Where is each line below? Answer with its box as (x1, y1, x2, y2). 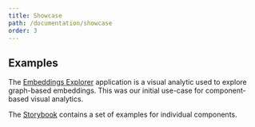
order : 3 (8, 26, 38, 34)
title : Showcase (8, 11, 62, 20)
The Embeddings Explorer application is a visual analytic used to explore (8, 77, 247, 87)
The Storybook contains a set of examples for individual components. (8, 109, 237, 120)
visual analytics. (30, 94, 84, 104)
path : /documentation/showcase (8, 19, 113, 27)
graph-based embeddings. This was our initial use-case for (8, 85, 204, 96)
